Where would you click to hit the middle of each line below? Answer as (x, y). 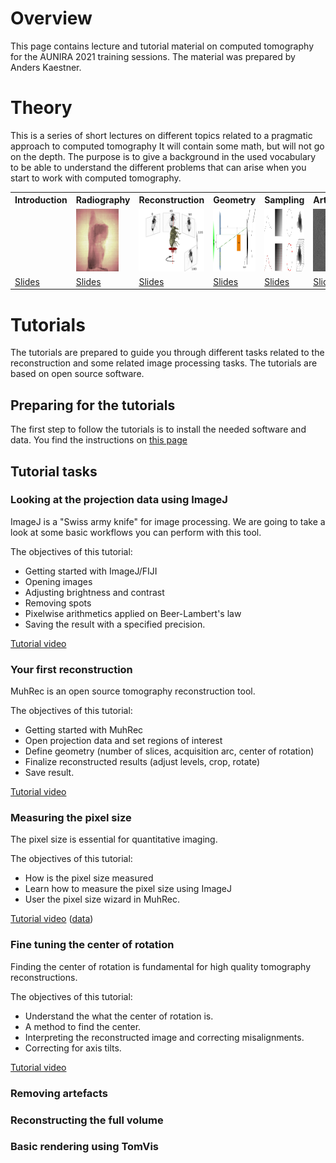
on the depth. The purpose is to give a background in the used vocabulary (163, 156)
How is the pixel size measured (89, 878)
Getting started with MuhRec (84, 730)
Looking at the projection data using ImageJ (119, 500)
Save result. (49, 773)
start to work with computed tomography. (96, 178)
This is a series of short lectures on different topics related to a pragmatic (161, 135)
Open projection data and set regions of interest (123, 741)
